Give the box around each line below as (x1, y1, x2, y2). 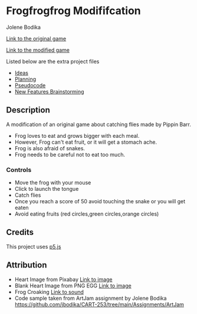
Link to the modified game (6, 46, 70, 54)
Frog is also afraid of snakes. (14, 144, 86, 151)
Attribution (6, 260, 47, 270)
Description (6, 105, 50, 115)
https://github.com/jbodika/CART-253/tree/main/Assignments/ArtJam (14, 300, 185, 308)
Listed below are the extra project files (6, 58, 100, 65)
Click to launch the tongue (14, 186, 79, 193)
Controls (6, 166, 32, 174)
